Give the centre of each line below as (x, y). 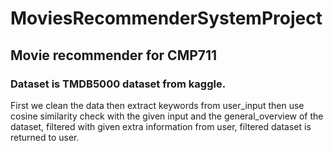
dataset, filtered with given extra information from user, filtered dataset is (161, 126)
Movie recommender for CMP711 (114, 55)
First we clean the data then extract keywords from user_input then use (157, 105)
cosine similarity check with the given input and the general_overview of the (167, 116)
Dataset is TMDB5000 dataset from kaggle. (118, 84)
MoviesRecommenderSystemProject (166, 18)
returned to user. (45, 137)
